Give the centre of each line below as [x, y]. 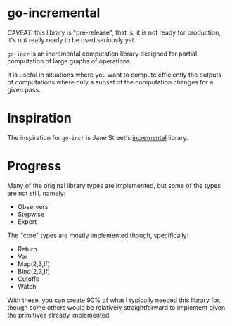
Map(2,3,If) [34, 264]
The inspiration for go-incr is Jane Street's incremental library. [98, 137]
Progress [34, 166]
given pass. [24, 89]
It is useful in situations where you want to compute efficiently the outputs [114, 75]
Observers [33, 206]
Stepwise [31, 214]
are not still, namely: [37, 193]
